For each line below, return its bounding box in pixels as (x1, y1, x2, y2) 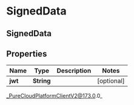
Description (56, 66, 92, 75)
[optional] (96, 77, 126, 85)
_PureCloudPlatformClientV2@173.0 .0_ (6, 92, 103, 100)
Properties (6, 48, 47, 59)
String (32, 77, 51, 85)
